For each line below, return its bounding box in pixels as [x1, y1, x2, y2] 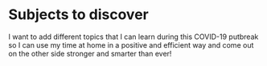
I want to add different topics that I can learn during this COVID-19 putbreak [8, 32, 259, 41]
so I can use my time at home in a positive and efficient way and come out [8, 40, 254, 49]
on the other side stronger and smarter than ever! [8, 49, 172, 58]
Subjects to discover [8, 6, 149, 24]
